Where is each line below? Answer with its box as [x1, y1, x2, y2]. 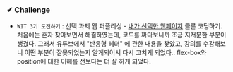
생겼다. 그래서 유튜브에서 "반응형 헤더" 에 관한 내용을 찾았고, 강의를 [16, 40, 202, 48]
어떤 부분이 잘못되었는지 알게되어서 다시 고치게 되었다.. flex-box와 [24, 48, 207, 57]
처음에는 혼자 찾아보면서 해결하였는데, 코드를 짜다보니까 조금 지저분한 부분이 [16, 30, 227, 40]
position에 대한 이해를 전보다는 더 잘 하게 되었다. [16, 57, 151, 66]
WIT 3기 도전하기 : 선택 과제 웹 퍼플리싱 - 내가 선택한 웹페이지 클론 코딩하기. [16, 22, 223, 30]
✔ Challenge [6, 5, 51, 15]
